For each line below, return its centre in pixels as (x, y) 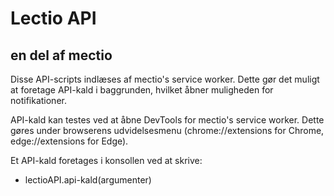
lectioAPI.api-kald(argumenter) (88, 180)
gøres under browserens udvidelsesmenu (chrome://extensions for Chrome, (167, 130)
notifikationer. (38, 100)
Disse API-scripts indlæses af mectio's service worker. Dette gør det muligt (165, 79)
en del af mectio (61, 55)
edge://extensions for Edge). (69, 141)
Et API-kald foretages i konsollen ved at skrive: (106, 160)
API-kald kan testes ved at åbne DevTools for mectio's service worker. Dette (167, 120)
